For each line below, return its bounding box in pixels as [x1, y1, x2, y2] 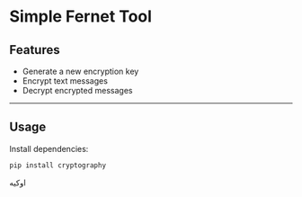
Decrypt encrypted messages [22, 85, 133, 95]
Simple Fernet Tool [9, 6, 153, 27]
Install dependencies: [9, 143, 89, 154]
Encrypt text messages [22, 76, 108, 86]
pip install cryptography [9, 160, 106, 170]
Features [9, 42, 60, 58]
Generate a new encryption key [22, 66, 139, 76]
